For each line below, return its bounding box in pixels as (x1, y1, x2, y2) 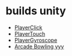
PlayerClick (14, 24, 43, 31)
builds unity (5, 4, 67, 18)
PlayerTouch (14, 30, 46, 37)
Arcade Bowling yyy (14, 43, 64, 50)
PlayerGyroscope (14, 36, 58, 43)
